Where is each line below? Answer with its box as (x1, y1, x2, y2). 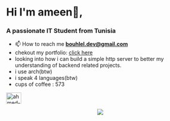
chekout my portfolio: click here (14, 49, 93, 56)
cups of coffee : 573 (14, 80, 65, 88)
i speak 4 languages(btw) (14, 75, 78, 82)
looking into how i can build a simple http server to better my (14, 55, 164, 63)
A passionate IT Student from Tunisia (6, 27, 116, 35)
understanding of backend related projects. (14, 62, 122, 69)
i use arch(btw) (14, 68, 52, 75)
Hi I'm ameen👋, (6, 5, 83, 19)
